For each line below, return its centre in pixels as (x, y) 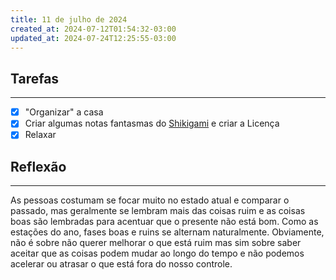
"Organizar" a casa (64, 112)
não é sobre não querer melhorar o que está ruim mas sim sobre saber (156, 243)
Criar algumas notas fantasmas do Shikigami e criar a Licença (152, 123)
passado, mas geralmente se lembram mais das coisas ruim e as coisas (158, 211)
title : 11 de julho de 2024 (69, 19)
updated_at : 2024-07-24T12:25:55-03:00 (93, 38)
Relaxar (40, 135)
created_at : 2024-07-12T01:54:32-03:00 (93, 29)
